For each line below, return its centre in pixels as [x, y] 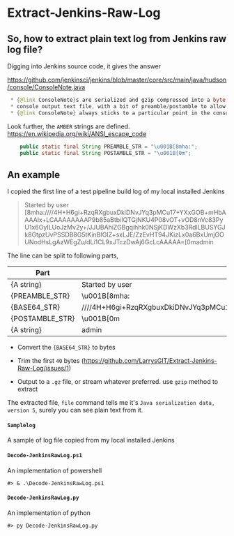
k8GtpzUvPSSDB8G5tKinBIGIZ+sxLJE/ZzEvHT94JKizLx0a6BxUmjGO [124, 234]
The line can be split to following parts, [63, 255]
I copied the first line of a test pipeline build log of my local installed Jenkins [116, 192]
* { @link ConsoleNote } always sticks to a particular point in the [110, 113]
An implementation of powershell [55, 470]
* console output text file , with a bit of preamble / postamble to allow [118, 106]
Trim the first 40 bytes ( [50, 361]
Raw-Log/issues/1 [43, 368]
